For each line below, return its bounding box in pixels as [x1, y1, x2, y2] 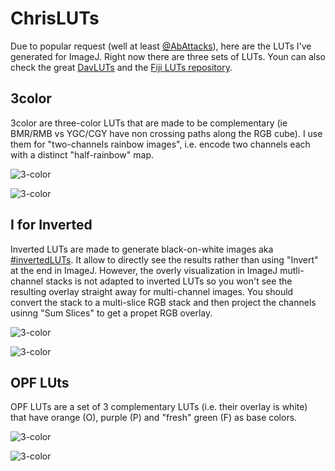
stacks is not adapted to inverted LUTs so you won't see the [45, 275, 293, 287]
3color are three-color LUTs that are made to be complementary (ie [10, 117, 288, 129]
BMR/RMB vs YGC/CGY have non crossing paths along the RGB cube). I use [10, 127, 323, 139]
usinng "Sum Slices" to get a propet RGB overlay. [10, 307, 213, 319]
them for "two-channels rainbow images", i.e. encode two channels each [10, 138, 311, 150]
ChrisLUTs [10, 7, 100, 30]
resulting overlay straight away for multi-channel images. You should [10, 285, 294, 297]
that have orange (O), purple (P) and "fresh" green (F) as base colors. [10, 412, 298, 424]
